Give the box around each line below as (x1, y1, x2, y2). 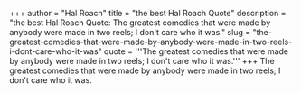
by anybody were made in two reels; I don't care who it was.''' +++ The (9, 56, 275, 66)
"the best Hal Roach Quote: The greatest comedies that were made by (9, 17, 271, 28)
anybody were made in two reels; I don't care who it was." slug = (9, 27, 251, 37)
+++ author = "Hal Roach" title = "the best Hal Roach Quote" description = (9, 8, 287, 18)
